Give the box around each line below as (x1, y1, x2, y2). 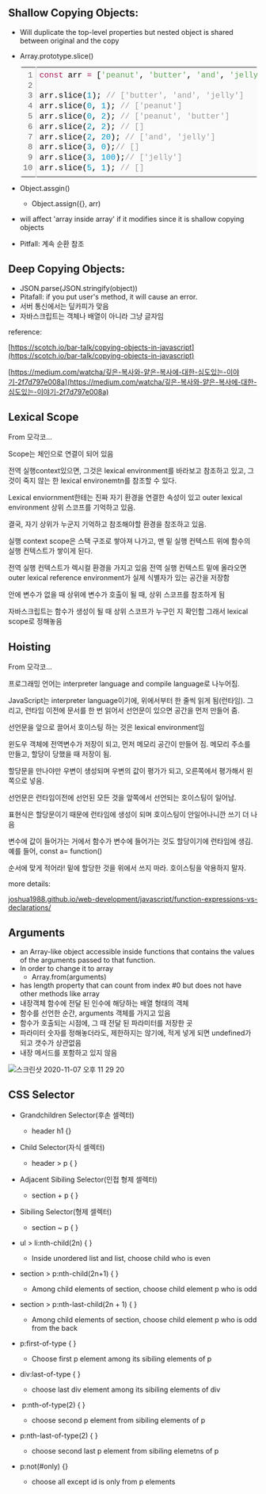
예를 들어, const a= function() (8, 846, 103, 856)
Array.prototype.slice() (19, 51, 94, 60)
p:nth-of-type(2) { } (21, 1400, 85, 1409)
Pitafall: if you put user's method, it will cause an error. (19, 292, 198, 301)
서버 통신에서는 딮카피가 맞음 (19, 301, 109, 311)
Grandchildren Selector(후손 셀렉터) (19, 1110, 135, 1120)
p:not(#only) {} (19, 1462, 69, 1471)
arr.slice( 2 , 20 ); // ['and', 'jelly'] (39, 132, 216, 142)
